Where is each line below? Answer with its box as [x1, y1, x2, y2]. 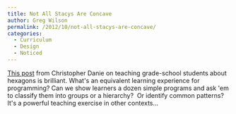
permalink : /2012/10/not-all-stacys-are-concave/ [7, 23, 157, 30]
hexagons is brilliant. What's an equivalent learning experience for [7, 76, 200, 84]
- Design [13, 43, 40, 50]
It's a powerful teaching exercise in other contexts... [7, 99, 159, 107]
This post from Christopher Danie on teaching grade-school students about [7, 68, 228, 77]
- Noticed [13, 50, 42, 57]
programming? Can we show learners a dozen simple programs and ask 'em [7, 84, 230, 92]
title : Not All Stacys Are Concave [7, 10, 112, 18]
